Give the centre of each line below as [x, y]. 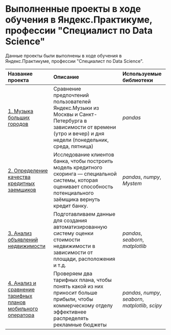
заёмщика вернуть [77, 199]
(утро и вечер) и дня [79, 133]
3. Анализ [20, 233]
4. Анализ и [22, 283]
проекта [18, 80]
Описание [66, 77]
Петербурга [68, 121]
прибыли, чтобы [73, 299]
